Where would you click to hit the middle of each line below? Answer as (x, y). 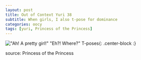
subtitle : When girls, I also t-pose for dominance (61, 19)
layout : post (19, 10)
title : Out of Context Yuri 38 (39, 15)
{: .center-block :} (118, 43)
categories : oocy (24, 24)
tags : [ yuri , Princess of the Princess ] (49, 29)
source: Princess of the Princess (40, 53)
